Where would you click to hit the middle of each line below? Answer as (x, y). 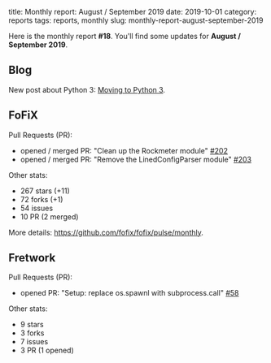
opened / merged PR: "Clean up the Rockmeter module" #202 (124, 150)
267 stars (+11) (45, 191)
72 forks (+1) (42, 199)
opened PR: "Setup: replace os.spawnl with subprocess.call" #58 (129, 293)
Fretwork (32, 258)
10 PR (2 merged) (49, 216)
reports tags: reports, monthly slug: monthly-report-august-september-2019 (136, 20)
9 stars (32, 325)
